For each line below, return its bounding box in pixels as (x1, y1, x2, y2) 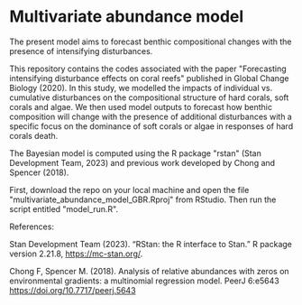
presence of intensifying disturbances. (9, 45, 153, 56)
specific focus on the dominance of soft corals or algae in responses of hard (9, 120, 294, 132)
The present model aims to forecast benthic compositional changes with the (9, 36, 292, 47)
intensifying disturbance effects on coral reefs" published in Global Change (9, 72, 289, 83)
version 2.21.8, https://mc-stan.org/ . (9, 248, 143, 259)
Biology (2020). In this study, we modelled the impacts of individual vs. (9, 82, 273, 93)
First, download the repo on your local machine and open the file (9, 184, 250, 195)
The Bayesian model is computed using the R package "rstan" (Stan (9, 147, 261, 159)
